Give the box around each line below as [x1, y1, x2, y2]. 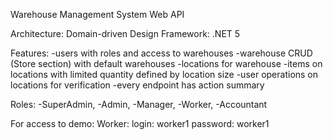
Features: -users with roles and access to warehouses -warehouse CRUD [10, 47, 313, 59]
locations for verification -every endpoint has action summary [10, 79, 265, 91]
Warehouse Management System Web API [10, 9, 185, 20]
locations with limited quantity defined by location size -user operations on [10, 69, 319, 80]
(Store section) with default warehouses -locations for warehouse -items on [10, 58, 323, 69]
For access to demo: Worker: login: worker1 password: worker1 [10, 118, 270, 129]
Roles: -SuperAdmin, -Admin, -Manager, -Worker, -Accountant [10, 99, 268, 110]
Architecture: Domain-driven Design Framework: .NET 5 [10, 28, 241, 39]
